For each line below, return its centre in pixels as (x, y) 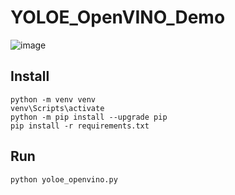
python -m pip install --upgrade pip (89, 117)
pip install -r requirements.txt (80, 126)
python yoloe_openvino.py (64, 179)
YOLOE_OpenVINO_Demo (118, 17)
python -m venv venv (53, 99)
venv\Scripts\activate (57, 108)
